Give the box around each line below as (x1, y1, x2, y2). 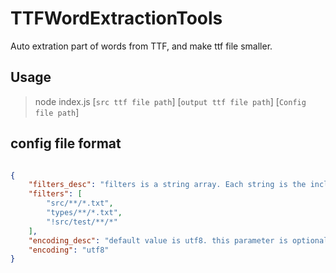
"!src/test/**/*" (46, 217, 118, 227)
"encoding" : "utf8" (28, 245, 110, 255)
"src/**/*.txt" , (46, 198, 114, 209)
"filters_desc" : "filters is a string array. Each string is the (28, 180, 307, 190)
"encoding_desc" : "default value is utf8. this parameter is (28, 235, 288, 246)
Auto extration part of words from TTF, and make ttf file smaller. (10, 40, 273, 52)
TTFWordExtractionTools (10, 7, 223, 30)
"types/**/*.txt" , (46, 208, 123, 218)
